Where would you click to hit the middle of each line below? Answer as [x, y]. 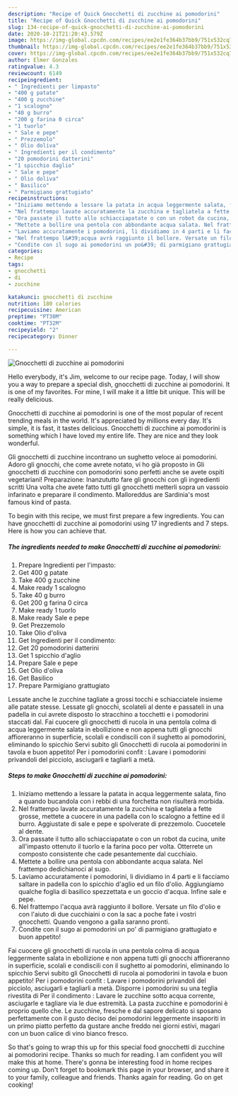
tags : [16, 264]
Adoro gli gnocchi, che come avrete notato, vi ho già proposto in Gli [106, 464]
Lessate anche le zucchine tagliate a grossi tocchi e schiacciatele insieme [115, 699]
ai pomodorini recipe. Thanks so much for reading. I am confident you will [115, 1054]
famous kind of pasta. [40, 502]
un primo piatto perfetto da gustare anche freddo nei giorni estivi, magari [114, 1026]
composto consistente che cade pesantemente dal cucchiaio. [108, 854]
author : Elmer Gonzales [43, 60]
